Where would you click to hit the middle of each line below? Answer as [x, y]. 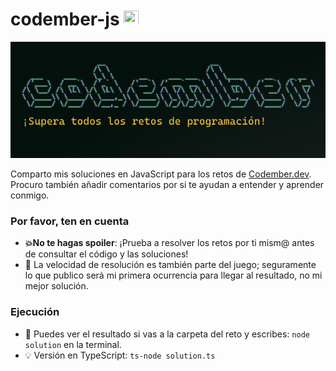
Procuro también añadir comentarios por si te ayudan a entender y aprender [167, 184]
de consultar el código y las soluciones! [106, 254]
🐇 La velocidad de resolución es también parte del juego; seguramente [170, 265]
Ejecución [35, 312]
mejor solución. [56, 286]
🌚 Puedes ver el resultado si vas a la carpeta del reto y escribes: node [167, 334]
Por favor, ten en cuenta [70, 221]
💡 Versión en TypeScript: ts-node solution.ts [120, 355]
